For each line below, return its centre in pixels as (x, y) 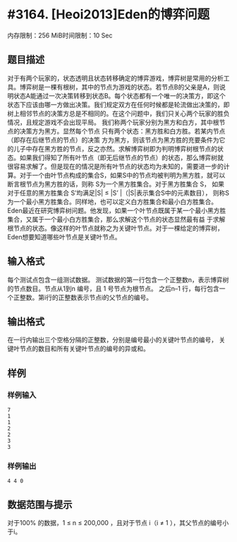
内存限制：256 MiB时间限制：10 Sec (60, 35)
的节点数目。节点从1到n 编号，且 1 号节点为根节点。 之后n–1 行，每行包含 (114, 288)
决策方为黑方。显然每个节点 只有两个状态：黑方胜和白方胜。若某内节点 (122, 131)
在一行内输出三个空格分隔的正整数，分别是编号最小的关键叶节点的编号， (112, 340)
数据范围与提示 (40, 504)
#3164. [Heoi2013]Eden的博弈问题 (109, 14)
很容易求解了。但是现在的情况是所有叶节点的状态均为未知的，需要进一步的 (115, 166)
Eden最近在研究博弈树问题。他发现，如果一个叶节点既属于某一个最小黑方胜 (117, 210)
